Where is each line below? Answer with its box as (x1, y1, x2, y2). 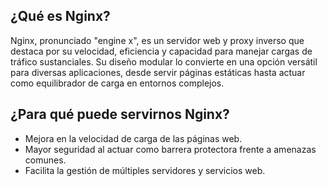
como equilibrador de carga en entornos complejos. (10, 77, 225, 89)
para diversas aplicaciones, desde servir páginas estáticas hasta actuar (10, 66, 306, 78)
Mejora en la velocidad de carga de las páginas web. (24, 132, 243, 144)
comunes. (24, 154, 67, 166)
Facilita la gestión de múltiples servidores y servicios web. (24, 164, 266, 176)
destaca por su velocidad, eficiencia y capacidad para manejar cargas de (10, 45, 313, 57)
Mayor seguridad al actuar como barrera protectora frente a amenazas (24, 143, 317, 155)
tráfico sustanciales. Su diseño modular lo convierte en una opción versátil (10, 55, 318, 68)
